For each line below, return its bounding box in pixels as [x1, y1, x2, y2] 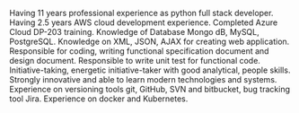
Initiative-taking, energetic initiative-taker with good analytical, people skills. [9, 65, 291, 75]
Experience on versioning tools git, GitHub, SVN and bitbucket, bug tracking [9, 84, 290, 94]
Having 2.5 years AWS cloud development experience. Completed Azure [9, 17, 278, 28]
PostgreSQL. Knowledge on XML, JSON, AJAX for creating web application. [9, 36, 290, 47]
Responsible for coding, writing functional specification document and [9, 46, 269, 56]
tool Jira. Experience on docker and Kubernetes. [9, 93, 189, 104]
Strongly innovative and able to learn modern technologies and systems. [9, 74, 277, 84]
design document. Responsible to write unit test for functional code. [9, 56, 260, 65]
